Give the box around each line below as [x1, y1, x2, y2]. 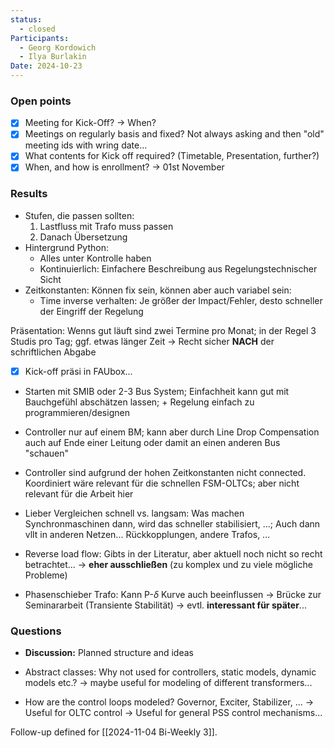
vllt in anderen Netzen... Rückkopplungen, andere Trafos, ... [24, 528, 271, 540]
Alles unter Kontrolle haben [39, 252, 152, 264]
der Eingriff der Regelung [39, 305, 144, 317]
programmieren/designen [24, 406, 130, 418]
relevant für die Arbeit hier [24, 487, 134, 500]
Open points [10, 94, 72, 108]
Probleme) [24, 569, 68, 581]
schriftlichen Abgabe [10, 346, 97, 358]
